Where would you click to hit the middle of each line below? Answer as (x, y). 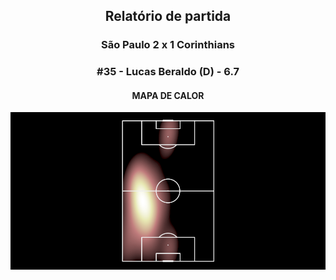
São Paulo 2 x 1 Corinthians (168, 45)
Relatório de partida (168, 16)
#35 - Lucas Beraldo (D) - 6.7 (168, 72)
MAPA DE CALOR (168, 95)
